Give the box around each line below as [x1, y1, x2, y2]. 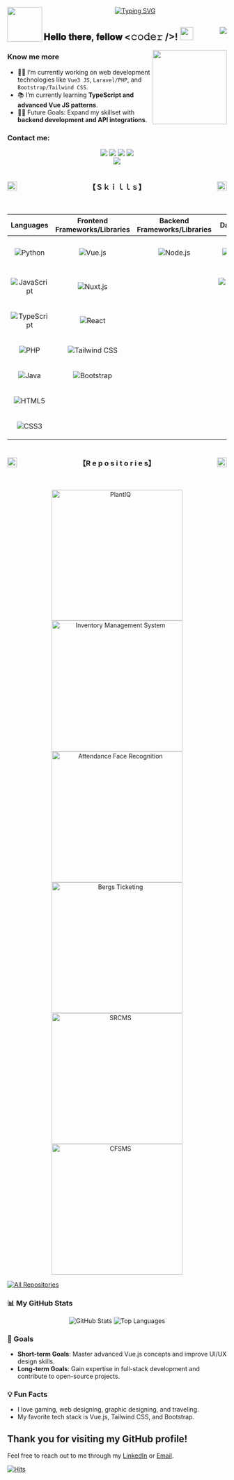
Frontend [77, 216, 109, 226]
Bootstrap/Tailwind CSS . [17, 82, 88, 91]
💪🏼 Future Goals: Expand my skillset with [17, 108, 135, 117]
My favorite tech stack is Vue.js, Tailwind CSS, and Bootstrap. [17, 1413, 195, 1421]
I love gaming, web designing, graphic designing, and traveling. [17, 1405, 200, 1414]
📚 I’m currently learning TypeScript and [17, 91, 134, 99]
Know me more [7, 52, 60, 62]
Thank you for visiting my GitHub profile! [7, 1433, 188, 1444]
